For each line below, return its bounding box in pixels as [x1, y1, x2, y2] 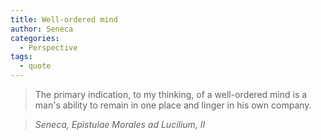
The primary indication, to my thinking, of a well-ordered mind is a [34, 89, 308, 100]
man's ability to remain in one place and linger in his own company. [34, 99, 312, 111]
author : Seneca [10, 24, 74, 34]
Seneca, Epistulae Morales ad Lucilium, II [34, 119, 206, 130]
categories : [10, 33, 60, 43]
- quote [19, 61, 52, 71]
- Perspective [19, 42, 78, 53]
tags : [10, 52, 33, 62]
